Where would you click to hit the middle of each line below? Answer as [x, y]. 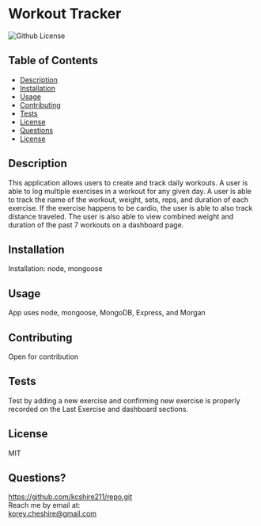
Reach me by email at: [44, 505]
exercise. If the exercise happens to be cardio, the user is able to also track [130, 208]
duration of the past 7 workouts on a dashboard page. [96, 225]
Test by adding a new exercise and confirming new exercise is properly [124, 400]
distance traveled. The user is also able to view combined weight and [121, 216]
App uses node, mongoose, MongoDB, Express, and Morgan [107, 313]
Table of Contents [53, 61]
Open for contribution [43, 356]
